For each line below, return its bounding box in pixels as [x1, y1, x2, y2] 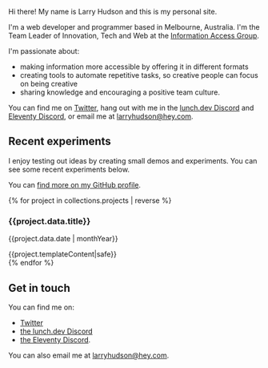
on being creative [19, 79, 78, 88]
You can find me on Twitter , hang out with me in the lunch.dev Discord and [8, 103, 254, 112]
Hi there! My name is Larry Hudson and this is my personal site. [8, 7, 218, 16]
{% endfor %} [8, 258, 54, 268]
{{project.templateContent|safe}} [8, 249, 118, 259]
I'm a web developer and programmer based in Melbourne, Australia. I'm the [8, 22, 260, 31]
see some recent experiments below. [8, 164, 130, 174]
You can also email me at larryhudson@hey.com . [8, 350, 170, 360]
